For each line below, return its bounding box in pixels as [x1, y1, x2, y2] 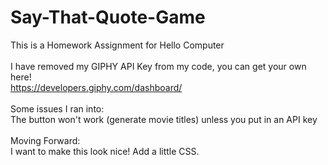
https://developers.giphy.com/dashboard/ [10, 81, 183, 93]
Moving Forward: [10, 134, 81, 146]
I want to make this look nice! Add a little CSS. [10, 145, 200, 157]
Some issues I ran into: [10, 102, 105, 115]
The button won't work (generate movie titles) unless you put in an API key [10, 113, 318, 125]
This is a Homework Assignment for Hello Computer [10, 39, 225, 51]
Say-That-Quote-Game [10, 6, 206, 29]
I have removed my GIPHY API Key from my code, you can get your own [10, 60, 307, 72]
